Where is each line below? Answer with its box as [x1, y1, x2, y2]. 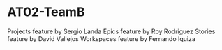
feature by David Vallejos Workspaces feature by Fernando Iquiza [7, 34, 195, 42]
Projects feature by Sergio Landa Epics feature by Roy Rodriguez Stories [7, 27, 216, 35]
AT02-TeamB [7, 4, 85, 20]
